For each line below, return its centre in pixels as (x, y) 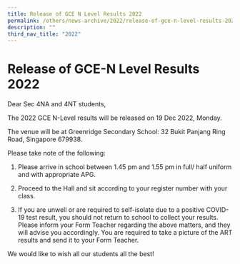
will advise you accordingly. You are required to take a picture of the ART (125, 233)
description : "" (31, 27)
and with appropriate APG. (57, 175)
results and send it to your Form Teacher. (78, 240)
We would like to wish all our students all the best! (81, 254)
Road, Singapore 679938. (45, 139)
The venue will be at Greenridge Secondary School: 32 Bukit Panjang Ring (117, 132)
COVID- (217, 210)
